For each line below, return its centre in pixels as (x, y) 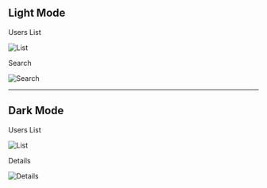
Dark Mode (36, 111)
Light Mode (37, 13)
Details (19, 160)
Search (20, 63)
